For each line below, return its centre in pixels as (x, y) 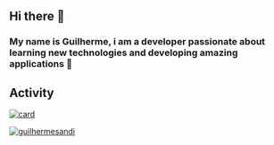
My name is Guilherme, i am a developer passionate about (137, 42)
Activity (32, 93)
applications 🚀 (41, 64)
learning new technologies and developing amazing (124, 52)
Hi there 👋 (37, 16)
